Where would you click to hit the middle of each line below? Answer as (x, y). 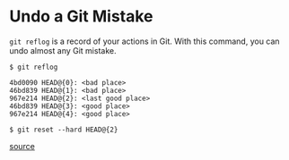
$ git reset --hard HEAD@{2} (64, 130)
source (22, 146)
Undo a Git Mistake (82, 17)
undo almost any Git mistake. (63, 50)
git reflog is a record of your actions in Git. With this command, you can (144, 41)
